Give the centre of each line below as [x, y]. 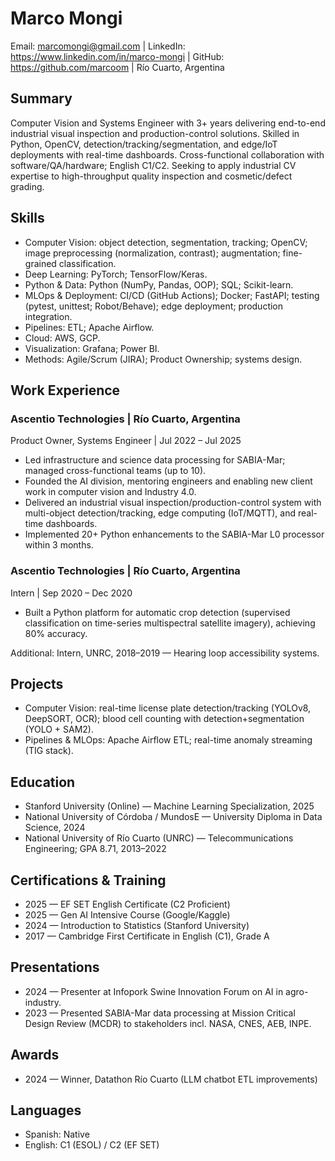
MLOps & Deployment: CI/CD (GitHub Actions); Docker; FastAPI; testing [172, 295]
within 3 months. [59, 545]
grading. [27, 186]
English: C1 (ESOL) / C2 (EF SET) [92, 1145]
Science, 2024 [55, 828]
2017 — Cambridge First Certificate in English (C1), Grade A [147, 936]
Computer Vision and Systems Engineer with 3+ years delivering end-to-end [168, 123]
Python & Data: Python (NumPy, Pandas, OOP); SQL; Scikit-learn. [159, 284]
